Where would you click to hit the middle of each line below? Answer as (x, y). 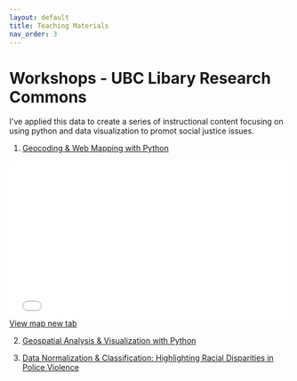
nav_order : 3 (33, 34)
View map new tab (43, 323)
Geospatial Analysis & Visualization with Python (109, 340)
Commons (48, 97)
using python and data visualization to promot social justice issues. (132, 131)
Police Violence (51, 367)
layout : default (39, 17)
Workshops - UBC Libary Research (140, 78)
